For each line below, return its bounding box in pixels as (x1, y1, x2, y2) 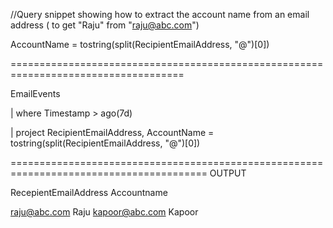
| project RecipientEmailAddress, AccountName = (10, 127, 215, 138)
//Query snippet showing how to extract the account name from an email (10, 9, 310, 20)
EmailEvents (10, 88, 61, 99)
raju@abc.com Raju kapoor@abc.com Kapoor (10, 206, 199, 218)
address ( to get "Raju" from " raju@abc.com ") (10, 19, 200, 31)
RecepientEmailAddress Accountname (10, 187, 168, 198)
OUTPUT (209, 167, 247, 179)
